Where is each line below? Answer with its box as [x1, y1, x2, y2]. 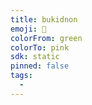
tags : [10, 71, 33, 81]
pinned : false [10, 61, 70, 71]
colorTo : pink [10, 42, 70, 53]
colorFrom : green [10, 33, 83, 43]
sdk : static [10, 52, 60, 62]
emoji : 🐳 [10, 24, 47, 34]
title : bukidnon [10, 14, 78, 25]
